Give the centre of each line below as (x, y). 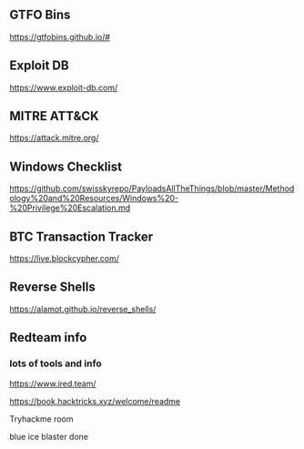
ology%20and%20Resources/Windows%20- (94, 199)
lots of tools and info (56, 363)
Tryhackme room (41, 419)
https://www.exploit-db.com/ (64, 87)
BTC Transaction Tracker (81, 236)
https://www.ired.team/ (53, 383)
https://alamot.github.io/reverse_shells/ (83, 309)
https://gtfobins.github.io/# (60, 36)
